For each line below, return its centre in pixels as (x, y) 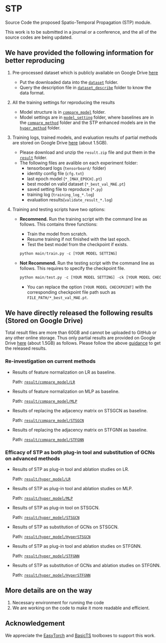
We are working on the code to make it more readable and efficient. (81, 608)
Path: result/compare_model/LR (44, 382)
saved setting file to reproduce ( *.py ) (65, 189)
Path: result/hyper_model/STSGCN (46, 517)
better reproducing (35, 61)
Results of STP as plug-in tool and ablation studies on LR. (71, 469)
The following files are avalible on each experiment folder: (79, 163)
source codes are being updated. (39, 37)
